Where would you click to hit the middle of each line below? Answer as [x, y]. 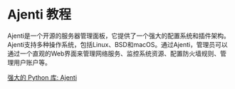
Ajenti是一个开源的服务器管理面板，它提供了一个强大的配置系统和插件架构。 [119, 36]
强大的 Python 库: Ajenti [42, 77]
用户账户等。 [32, 62]
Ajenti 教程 [40, 15]
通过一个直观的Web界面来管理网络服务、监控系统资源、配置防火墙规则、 [114, 53]
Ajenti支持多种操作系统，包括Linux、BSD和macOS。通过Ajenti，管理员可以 [117, 44]
